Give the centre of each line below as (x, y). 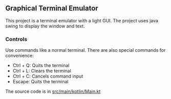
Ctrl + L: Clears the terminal (42, 71)
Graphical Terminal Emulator (52, 8)
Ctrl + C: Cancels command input (48, 76)
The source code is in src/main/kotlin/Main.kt (53, 91)
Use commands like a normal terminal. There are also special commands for (85, 50)
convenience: (20, 56)
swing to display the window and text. (45, 26)
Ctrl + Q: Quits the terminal (41, 65)
